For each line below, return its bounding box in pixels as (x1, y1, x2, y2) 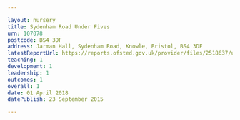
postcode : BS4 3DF (7, 36, 62, 43)
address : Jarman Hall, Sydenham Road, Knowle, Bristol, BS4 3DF (7, 43, 203, 50)
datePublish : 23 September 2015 (7, 96, 104, 103)
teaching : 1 (7, 56, 43, 64)
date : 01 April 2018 (7, 89, 69, 97)
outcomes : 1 (7, 76, 43, 83)
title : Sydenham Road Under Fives (7, 23, 111, 31)
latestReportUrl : (7, 50, 59, 57)
